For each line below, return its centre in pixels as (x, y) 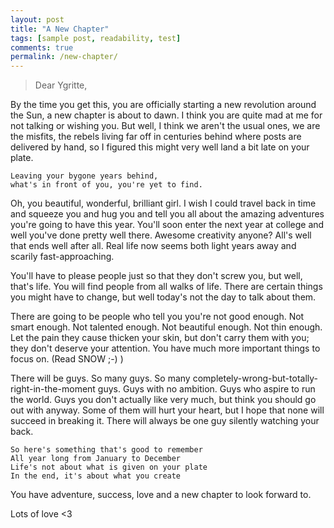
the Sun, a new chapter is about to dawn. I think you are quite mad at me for (166, 115)
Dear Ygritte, (61, 85)
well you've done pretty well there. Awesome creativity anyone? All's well (161, 235)
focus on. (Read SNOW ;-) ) (67, 359)
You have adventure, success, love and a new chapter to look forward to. (161, 495)
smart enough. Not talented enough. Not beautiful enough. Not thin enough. (166, 327)
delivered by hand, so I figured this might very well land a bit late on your (160, 147)
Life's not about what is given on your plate (109, 467)
